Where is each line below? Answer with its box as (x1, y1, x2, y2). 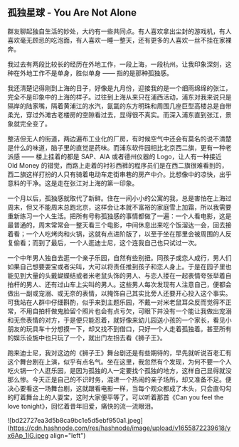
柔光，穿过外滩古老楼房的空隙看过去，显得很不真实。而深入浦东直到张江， (7, 110, 225, 119)
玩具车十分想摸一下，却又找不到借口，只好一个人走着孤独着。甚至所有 (26, 324, 232, 333)
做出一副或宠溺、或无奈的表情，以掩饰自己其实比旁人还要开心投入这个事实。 (7, 289, 232, 297)
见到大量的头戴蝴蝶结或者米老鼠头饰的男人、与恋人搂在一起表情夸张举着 (13, 271, 225, 279)
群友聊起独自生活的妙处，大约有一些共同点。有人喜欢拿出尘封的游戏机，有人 (7, 27, 232, 36)
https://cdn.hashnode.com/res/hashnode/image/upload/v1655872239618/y (9, 424, 231, 432)
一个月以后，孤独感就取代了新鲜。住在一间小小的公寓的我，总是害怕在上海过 (7, 194, 232, 203)
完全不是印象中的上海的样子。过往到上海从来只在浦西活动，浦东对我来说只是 (7, 92, 232, 101)
